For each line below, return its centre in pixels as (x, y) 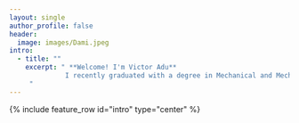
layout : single (37, 17)
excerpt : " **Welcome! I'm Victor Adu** (101, 68)
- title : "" (40, 59)
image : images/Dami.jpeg (63, 42)
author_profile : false (51, 26)
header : (24, 34)
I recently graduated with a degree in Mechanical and (169, 76)
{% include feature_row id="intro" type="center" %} (105, 109)
